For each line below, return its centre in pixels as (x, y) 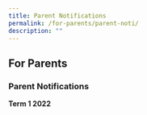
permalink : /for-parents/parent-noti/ (73, 23)
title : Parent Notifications (57, 16)
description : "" (36, 31)
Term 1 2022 (29, 104)
